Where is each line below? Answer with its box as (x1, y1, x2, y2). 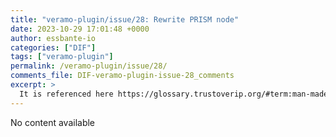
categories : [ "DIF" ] (10, 42, 97, 53)
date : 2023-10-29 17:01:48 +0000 (10, 24, 150, 34)
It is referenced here (19, 89, 114, 99)
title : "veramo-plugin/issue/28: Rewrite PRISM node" (10, 14, 240, 25)
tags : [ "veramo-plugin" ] (10, 52, 114, 62)
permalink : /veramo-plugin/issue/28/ (10, 61, 168, 71)
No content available (10, 116, 96, 128)
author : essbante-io (10, 33, 97, 43)
